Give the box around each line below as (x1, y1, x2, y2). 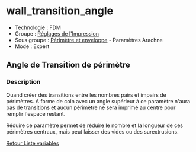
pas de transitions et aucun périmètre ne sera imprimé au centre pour (6, 104, 176, 111)
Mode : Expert (14, 43, 50, 50)
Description (6, 78, 41, 86)
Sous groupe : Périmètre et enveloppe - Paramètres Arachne (14, 36, 163, 43)
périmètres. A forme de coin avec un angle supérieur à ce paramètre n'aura (6, 97, 191, 104)
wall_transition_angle (6, 4, 114, 18)
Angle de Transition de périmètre (6, 60, 130, 70)
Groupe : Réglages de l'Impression (14, 30, 99, 37)
